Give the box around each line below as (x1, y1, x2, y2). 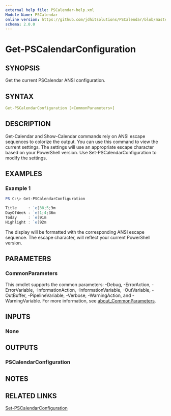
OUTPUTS (5, 343, 38, 352)
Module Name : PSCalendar (5, 12, 58, 17)
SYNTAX (5, 92, 34, 101)
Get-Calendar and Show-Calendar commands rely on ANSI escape (5, 133, 146, 139)
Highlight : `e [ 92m (5, 219, 47, 225)
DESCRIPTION (5, 120, 51, 128)
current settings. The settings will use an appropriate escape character (5, 144, 154, 150)
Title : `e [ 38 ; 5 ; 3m (5, 206, 56, 211)
